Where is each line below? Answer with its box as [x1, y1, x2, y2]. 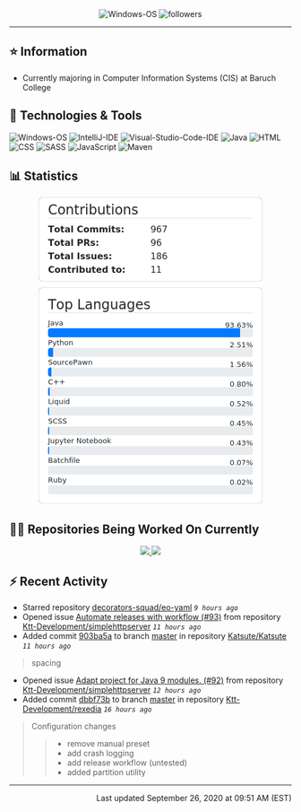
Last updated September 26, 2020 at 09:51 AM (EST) [96, 793, 292, 804]
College [21, 82, 52, 92]
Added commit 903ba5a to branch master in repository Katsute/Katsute [21, 631, 287, 642]
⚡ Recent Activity [9, 573, 108, 589]
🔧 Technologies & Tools [9, 108, 142, 124]
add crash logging [66, 748, 134, 759]
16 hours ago [103, 705, 152, 714]
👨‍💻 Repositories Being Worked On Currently [9, 521, 260, 537]
